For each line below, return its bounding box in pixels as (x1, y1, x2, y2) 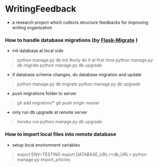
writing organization (12, 24, 53, 30)
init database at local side (12, 48, 64, 54)
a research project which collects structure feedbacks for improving (12, 19, 148, 25)
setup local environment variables (12, 142, 80, 148)
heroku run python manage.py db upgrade (17, 119, 102, 125)
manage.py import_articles (17, 156, 70, 162)
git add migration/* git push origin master (17, 100, 100, 106)
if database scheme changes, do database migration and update (12, 72, 142, 78)
